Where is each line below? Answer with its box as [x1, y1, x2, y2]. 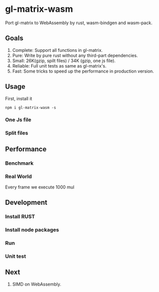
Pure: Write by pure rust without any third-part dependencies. [12, 52, 138, 58]
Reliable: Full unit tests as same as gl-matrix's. [12, 63, 107, 69]
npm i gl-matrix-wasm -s [5, 105, 56, 110]
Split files [5, 130, 29, 137]
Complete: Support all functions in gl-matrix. [12, 47, 103, 53]
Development [5, 198, 48, 207]
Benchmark [5, 159, 34, 166]
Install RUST [5, 213, 36, 220]
